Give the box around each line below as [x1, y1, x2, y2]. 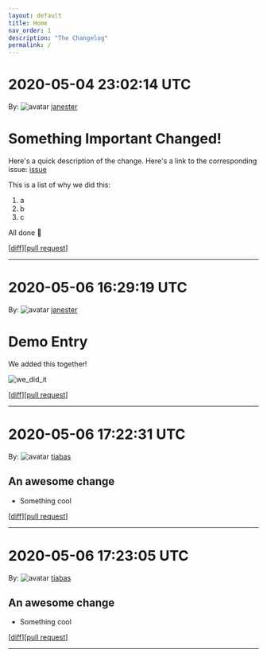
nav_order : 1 [8, 26, 52, 34]
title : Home [8, 19, 48, 27]
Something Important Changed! [8, 130, 222, 148]
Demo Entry [8, 333, 88, 351]
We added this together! [8, 359, 87, 369]
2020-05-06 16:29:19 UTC [8, 279, 188, 297]
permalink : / [8, 41, 52, 49]
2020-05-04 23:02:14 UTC [8, 76, 192, 94]
